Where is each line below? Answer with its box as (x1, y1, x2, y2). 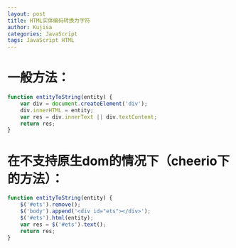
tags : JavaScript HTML (7, 37, 75, 44)
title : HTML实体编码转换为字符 (7, 17, 90, 24)
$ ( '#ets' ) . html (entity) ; (20, 214, 94, 221)
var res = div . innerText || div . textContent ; (20, 113, 158, 121)
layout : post (7, 10, 46, 18)
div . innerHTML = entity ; (20, 107, 94, 114)
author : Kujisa (7, 23, 53, 31)
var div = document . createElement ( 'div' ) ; (20, 100, 148, 107)
